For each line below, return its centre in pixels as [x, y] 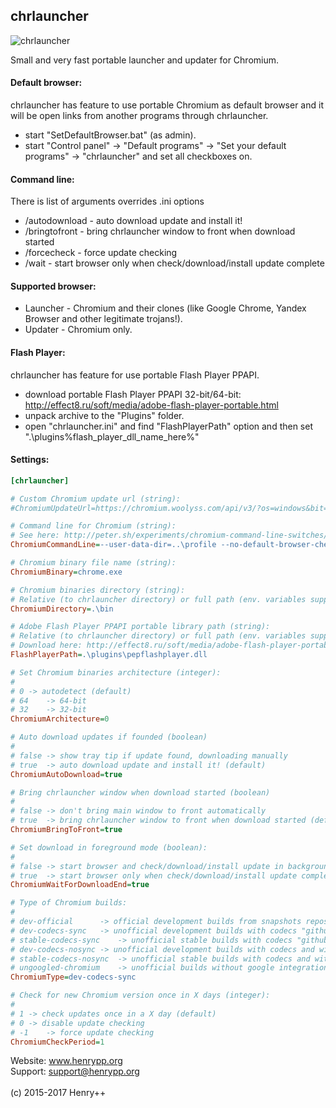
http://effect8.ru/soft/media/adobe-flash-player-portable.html [151, 405]
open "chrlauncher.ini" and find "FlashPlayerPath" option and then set [168, 426]
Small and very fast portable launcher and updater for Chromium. [145, 60]
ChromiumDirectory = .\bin [62, 609]
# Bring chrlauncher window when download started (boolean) [140, 792]
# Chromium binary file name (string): [93, 563]
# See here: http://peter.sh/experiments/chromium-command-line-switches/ [169, 535]
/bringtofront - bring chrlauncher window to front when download [160, 231]
